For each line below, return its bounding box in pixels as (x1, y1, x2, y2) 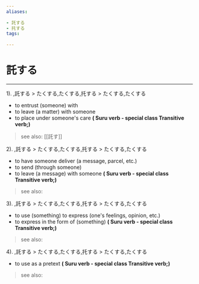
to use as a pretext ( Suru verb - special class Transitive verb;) (14, 260, 171, 267)
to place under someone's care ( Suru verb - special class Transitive (14, 114, 185, 122)
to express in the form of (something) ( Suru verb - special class (14, 218, 173, 225)
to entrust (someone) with (14, 101, 78, 109)
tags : (6, 31, 20, 37)
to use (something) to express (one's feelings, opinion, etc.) (14, 212, 161, 219)
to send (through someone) (14, 164, 82, 171)
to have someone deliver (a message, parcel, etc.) (14, 157, 137, 164)
